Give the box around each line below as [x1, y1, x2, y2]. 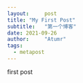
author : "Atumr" [7, 36, 67, 43]
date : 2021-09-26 [7, 29, 57, 37]
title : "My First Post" [7, 17, 76, 24]
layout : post [7, 10, 57, 17]
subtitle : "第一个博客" [7, 23, 77, 30]
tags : [7, 42, 23, 49]
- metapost [13, 49, 45, 56]
